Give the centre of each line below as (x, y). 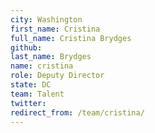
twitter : (28, 103)
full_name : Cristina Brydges (71, 38)
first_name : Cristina (55, 29)
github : (26, 47)
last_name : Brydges (51, 57)
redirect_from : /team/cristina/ (77, 112)
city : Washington (46, 19)
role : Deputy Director (57, 76)
